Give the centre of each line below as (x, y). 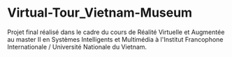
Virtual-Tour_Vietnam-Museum (100, 13)
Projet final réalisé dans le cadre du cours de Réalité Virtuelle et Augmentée (116, 32)
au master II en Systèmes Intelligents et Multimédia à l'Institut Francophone (115, 39)
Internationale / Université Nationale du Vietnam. (77, 47)
